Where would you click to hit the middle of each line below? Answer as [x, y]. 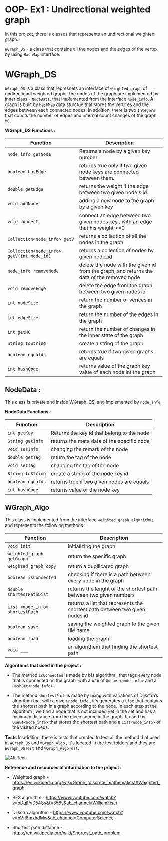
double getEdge [26, 189]
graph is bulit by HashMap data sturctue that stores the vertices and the [77, 104]
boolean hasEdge [27, 172]
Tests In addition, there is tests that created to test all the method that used [83, 737]
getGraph [18, 558]
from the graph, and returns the [116, 271]
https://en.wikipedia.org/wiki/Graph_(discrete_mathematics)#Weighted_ [86, 782]
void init [19, 546]
